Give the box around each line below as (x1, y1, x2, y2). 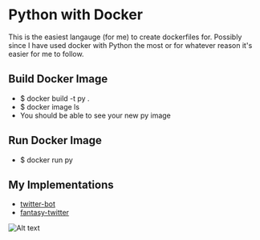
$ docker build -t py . (19, 94, 90, 103)
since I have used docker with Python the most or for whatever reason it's (8, 40, 253, 50)
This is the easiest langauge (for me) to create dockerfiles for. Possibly (8, 32, 242, 42)
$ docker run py (19, 154, 74, 165)
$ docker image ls (19, 102, 80, 111)
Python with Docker (8, 6, 143, 24)
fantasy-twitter (19, 208, 70, 218)
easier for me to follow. (8, 49, 84, 58)
